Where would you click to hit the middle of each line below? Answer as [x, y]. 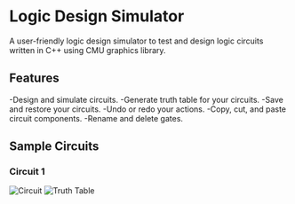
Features [34, 78]
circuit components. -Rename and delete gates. [96, 118]
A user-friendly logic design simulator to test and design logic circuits [136, 41]
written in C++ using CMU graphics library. [88, 50]
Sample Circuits [54, 147]
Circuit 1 [27, 172]
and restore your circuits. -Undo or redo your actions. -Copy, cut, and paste [148, 109]
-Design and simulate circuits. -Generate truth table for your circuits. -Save [147, 99]
